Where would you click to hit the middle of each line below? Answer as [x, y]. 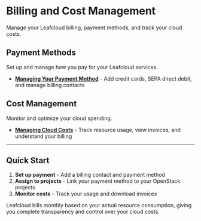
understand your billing [43, 136]
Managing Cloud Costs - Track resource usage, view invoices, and [98, 130]
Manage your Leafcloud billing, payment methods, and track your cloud [94, 27]
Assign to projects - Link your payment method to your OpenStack [98, 181]
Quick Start [28, 160]
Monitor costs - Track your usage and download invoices [86, 194]
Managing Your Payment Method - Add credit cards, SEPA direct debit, [103, 78]
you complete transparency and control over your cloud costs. [83, 212]
